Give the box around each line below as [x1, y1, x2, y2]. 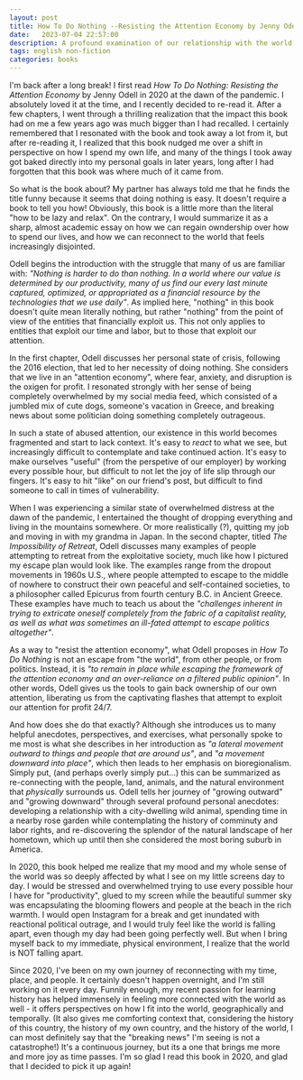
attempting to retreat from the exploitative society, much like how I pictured [9, 551, 289, 561]
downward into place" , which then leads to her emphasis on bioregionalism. [9, 758, 292, 768]
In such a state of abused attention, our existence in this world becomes [9, 427, 278, 438]
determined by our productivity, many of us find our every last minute [9, 278, 269, 288]
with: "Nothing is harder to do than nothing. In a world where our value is [9, 268, 281, 279]
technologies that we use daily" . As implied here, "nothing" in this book [9, 297, 275, 307]
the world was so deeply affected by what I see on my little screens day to [9, 871, 286, 882]
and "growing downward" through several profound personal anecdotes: [9, 796, 280, 807]
